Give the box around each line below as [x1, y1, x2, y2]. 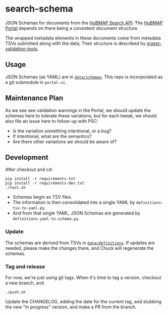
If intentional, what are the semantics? [12, 133, 92, 139]
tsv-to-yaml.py [12, 206, 45, 211]
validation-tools [5, 46, 38, 52]
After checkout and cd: [5, 166, 53, 172]
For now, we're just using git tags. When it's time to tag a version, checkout [5, 274, 161, 281]
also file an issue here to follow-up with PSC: [5, 118, 98, 124]
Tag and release [5, 263, 45, 270]
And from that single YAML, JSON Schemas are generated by [12, 210, 140, 216]
